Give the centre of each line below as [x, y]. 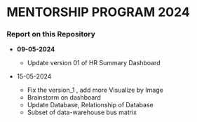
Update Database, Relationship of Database [90, 105]
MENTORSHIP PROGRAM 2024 [98, 12]
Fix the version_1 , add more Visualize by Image [95, 90]
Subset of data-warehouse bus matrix [82, 112]
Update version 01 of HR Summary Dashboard [94, 63]
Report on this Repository [51, 34]
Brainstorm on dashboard [64, 97]
